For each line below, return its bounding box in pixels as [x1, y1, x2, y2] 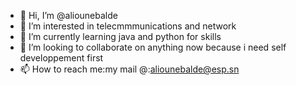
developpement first [19, 52, 104, 64]
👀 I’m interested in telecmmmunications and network [19, 20, 237, 32]
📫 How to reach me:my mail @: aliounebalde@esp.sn [19, 63, 240, 75]
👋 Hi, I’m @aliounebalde [19, 10, 118, 21]
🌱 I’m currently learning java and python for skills [19, 31, 222, 42]
